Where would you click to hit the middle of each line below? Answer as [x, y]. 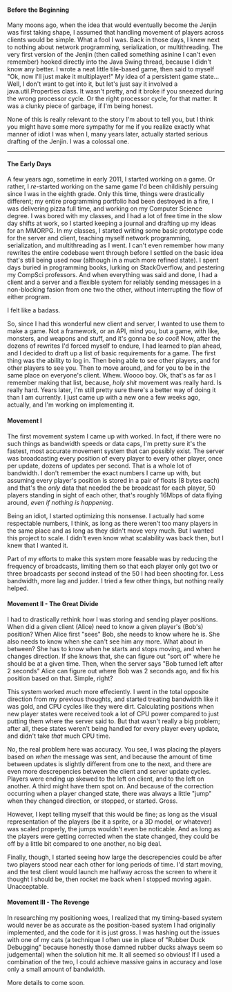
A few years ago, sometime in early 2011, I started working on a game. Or [111, 179]
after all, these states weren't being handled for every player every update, [113, 728]
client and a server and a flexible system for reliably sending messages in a [114, 282]
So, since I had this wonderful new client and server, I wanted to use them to [116, 324]
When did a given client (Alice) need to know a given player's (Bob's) [105, 626]
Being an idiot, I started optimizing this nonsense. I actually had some [106, 515]
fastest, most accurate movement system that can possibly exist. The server [116, 451]
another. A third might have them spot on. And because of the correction [110, 786]
